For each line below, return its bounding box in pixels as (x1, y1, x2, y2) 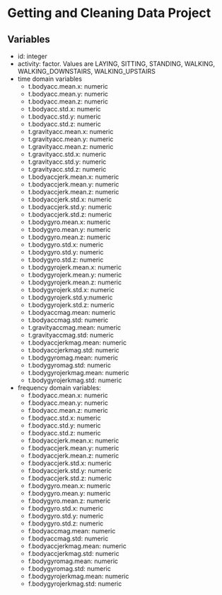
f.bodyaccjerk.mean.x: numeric (28, 436, 119, 445)
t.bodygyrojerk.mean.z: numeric (28, 278, 122, 287)
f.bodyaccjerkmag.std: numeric (28, 550, 119, 557)
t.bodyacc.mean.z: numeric (28, 97, 108, 106)
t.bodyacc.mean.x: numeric (28, 82, 108, 90)
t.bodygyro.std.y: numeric (28, 248, 104, 256)
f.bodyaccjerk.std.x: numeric (28, 459, 112, 467)
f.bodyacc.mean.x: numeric (28, 391, 108, 399)
